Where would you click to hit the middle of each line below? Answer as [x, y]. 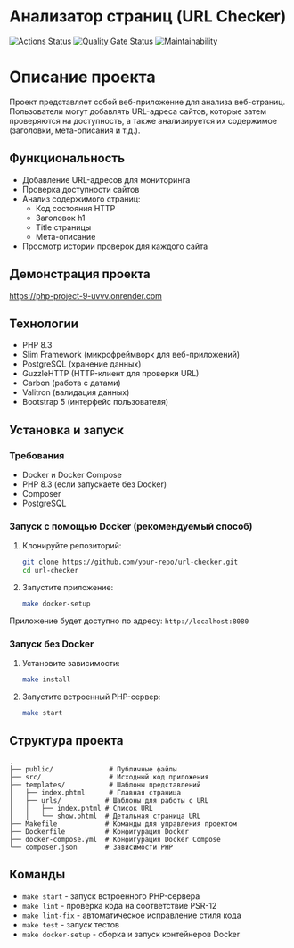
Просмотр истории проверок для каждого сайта [115, 246]
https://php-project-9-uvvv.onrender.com [86, 295]
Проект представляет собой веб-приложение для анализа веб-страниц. [147, 102]
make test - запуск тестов [71, 924]
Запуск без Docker [52, 644]
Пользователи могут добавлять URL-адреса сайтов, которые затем [138, 111]
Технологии [44, 323]
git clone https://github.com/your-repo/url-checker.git [130, 562]
